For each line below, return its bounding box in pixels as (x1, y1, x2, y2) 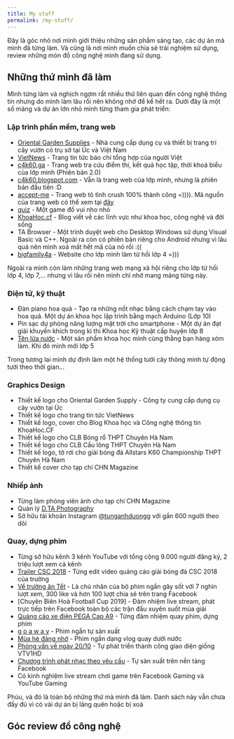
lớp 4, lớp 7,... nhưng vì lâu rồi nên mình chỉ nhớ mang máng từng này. (7, 271, 208, 279)
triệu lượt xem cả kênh (17, 560, 82, 568)
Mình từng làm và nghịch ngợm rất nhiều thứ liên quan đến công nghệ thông (7, 90, 227, 98)
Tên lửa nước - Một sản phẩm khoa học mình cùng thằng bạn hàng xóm (17, 334, 224, 342)
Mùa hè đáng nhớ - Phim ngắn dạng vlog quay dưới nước (17, 634, 182, 642)
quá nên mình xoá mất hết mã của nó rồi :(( (17, 243, 142, 251)
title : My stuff (7, 10, 55, 18)
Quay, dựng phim (7, 536, 67, 546)
